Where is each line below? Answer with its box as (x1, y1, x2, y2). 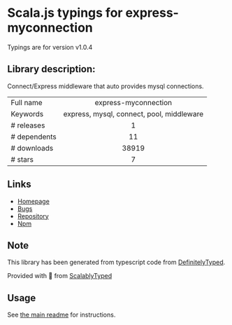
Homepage (17, 197, 50, 205)
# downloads (10, 143, 54, 153)
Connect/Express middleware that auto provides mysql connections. (7, 82, 204, 90)
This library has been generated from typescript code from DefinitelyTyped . (7, 258, 226, 267)
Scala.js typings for (7, 5, 123, 21)
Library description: (7, 63, 96, 75)
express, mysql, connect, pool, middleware (63, 109, 204, 118)
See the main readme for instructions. (7, 310, 116, 319)
